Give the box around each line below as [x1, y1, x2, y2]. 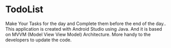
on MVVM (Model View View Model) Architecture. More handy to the [5, 31, 151, 37]
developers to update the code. [5, 37, 72, 43]
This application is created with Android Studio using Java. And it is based [5, 26, 162, 32]
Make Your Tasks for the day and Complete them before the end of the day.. [5, 20, 166, 27]
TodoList [5, 4, 44, 15]
